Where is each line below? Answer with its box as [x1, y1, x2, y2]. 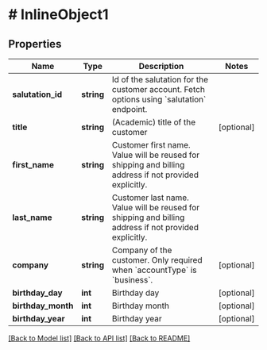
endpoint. [111, 104, 148, 114]
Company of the [111, 244, 172, 256]
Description [138, 61, 184, 71]
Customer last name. [111, 192, 189, 203]
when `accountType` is [111, 264, 197, 275]
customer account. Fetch [111, 84, 205, 94]
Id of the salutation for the [111, 74, 209, 85]
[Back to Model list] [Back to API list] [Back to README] [8, 333, 191, 343]
